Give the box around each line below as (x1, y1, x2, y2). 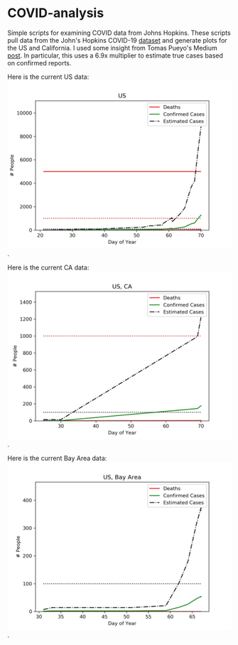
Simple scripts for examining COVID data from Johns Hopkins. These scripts (7, 28, 231, 37)
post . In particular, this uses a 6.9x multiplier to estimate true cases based (7, 51, 224, 60)
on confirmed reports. (7, 58, 72, 67)
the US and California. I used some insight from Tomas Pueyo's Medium (7, 43, 218, 52)
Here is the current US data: (7, 73, 90, 81)
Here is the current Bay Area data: (7, 454, 107, 462)
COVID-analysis (7, 5, 104, 21)
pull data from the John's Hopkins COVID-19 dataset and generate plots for (7, 36, 227, 44)
